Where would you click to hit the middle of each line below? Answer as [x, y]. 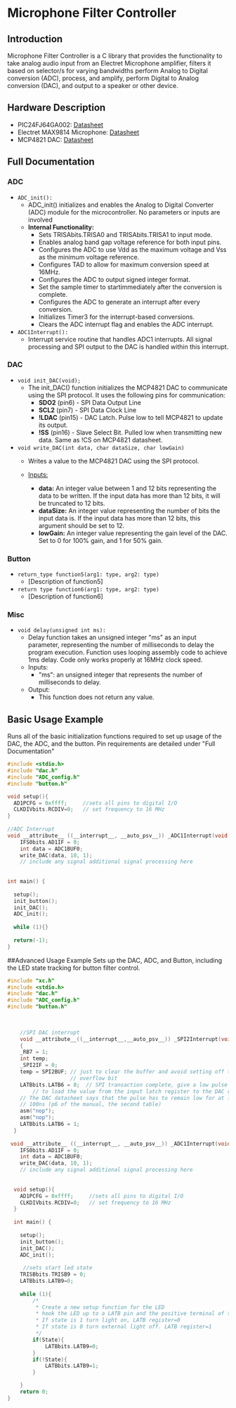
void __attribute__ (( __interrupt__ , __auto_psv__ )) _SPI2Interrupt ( [120, 1039]
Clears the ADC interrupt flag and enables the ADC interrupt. [126, 324]
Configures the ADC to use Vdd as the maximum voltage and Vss [132, 249]
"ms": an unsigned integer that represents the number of [120, 675]
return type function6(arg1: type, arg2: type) [88, 590]
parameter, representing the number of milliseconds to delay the [121, 645]
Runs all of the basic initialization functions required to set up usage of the [115, 736]
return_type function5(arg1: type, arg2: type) [88, 575]
